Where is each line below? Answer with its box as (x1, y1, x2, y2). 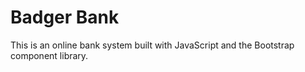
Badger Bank (10, 6, 120, 29)
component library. (10, 49, 89, 61)
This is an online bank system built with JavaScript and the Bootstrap (10, 39, 295, 51)
